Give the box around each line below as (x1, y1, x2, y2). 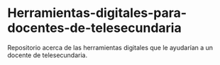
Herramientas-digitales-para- (7, 5, 187, 21)
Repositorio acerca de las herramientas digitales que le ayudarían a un (7, 43, 214, 52)
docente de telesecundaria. (7, 51, 87, 59)
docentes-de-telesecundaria (7, 20, 182, 36)
